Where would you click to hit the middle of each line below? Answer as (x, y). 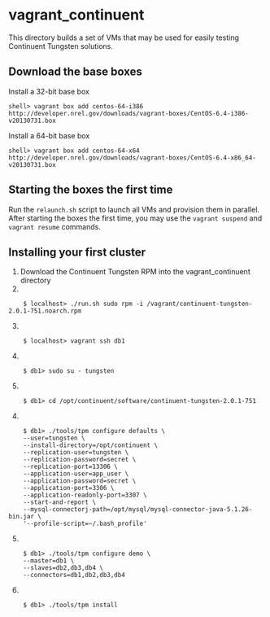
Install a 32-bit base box (49, 91)
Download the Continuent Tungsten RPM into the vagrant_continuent (135, 272)
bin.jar (22, 517)
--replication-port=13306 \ (70, 467)
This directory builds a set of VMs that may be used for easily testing (124, 37)
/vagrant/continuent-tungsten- (200, 304)
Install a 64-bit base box (49, 135)
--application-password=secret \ (80, 481)
